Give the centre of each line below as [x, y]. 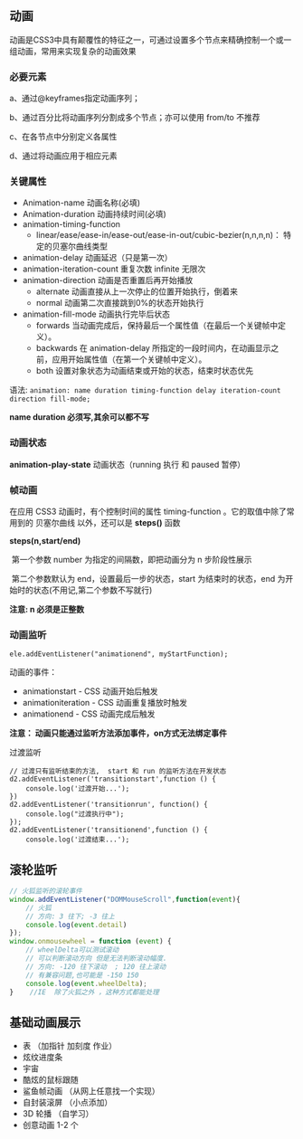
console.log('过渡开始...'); [78, 789]
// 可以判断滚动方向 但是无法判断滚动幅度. [96, 959]
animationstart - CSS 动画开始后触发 [90, 691]
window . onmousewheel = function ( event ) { [90, 942]
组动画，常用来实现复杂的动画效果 [73, 51]
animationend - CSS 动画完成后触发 [89, 714]
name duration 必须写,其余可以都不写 [79, 417]
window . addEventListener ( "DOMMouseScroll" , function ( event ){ [125, 899]
